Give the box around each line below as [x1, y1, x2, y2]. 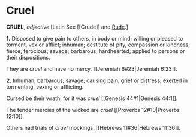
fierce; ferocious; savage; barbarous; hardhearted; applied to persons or [6, 47, 185, 54]
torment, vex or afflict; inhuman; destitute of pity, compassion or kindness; [6, 41, 191, 48]
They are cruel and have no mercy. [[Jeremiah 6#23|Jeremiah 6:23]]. [6, 65, 178, 72]
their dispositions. [6, 54, 50, 61]
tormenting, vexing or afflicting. [6, 83, 84, 90]
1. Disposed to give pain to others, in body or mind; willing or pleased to [6, 35, 183, 42]
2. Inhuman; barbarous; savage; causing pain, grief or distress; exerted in [6, 77, 188, 84]
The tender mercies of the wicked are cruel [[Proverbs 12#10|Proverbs [6, 106, 180, 113]
